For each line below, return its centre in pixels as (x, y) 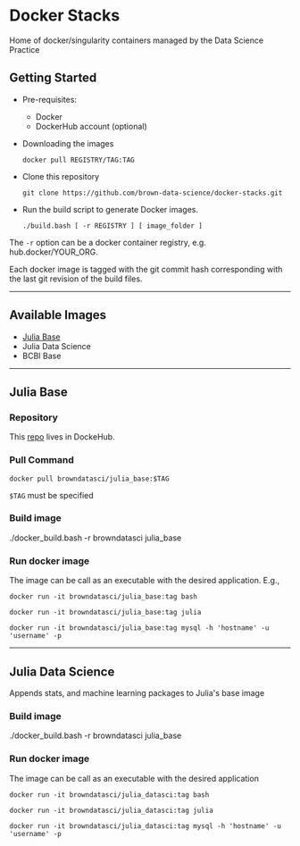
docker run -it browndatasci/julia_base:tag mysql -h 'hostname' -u (139, 628)
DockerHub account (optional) (91, 126)
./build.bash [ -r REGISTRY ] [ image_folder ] (112, 226)
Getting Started (53, 78)
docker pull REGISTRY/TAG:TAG (79, 160)
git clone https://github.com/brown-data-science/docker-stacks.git (152, 193)
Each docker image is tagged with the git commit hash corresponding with (146, 269)
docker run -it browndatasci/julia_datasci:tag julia (112, 810)
